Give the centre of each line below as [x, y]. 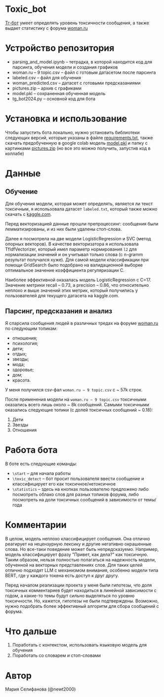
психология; [25, 343]
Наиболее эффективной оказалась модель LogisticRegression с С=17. [78, 280]
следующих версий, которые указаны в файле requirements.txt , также [79, 138]
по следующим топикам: [31, 328]
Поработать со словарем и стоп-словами [57, 655]
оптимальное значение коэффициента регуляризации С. [65, 270]
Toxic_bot [26, 9]
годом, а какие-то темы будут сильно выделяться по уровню [70, 595]
